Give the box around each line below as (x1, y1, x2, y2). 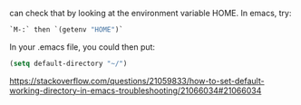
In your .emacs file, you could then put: (9, 41, 156, 52)
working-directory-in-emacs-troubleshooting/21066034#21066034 (9, 85, 262, 96)
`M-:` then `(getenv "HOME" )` (9, 25, 124, 34)
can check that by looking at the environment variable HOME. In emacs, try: (9, 8, 292, 18)
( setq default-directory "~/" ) (9, 59, 128, 68)
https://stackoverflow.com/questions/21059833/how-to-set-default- (9, 75, 265, 86)
